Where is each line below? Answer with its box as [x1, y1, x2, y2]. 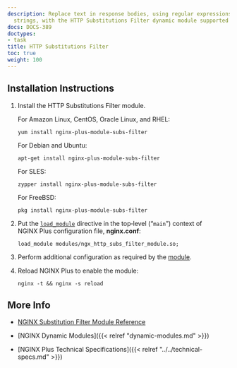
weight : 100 [7, 57, 42, 64]
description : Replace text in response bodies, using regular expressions [7, 10, 232, 18]
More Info [7, 299, 51, 311]
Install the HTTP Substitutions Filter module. [17, 101, 146, 109]
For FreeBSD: [17, 193, 56, 201]
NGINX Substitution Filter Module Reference [17, 318, 146, 326]
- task [7, 37, 27, 44]
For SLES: [17, 167, 47, 175]
